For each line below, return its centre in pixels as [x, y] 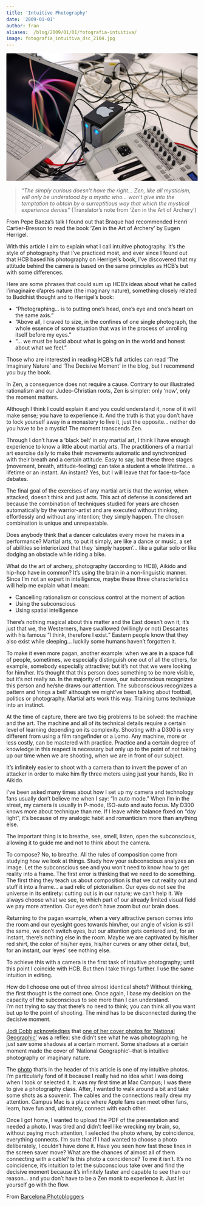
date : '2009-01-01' [31, 19]
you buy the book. [29, 372]
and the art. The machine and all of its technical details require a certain [96, 723]
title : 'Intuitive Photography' [47, 13]
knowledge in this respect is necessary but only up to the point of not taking [101, 749]
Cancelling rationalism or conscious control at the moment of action [100, 597]
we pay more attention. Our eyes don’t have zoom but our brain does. [93, 906]
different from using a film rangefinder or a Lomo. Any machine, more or [97, 736]
